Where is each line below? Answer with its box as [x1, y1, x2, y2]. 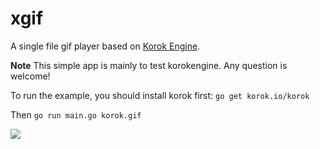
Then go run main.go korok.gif [10, 108, 142, 121]
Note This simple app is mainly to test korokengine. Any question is [10, 59, 288, 71]
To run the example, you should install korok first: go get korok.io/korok [10, 89, 310, 101]
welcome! [10, 70, 51, 82]
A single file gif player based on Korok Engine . [10, 40, 201, 52]
